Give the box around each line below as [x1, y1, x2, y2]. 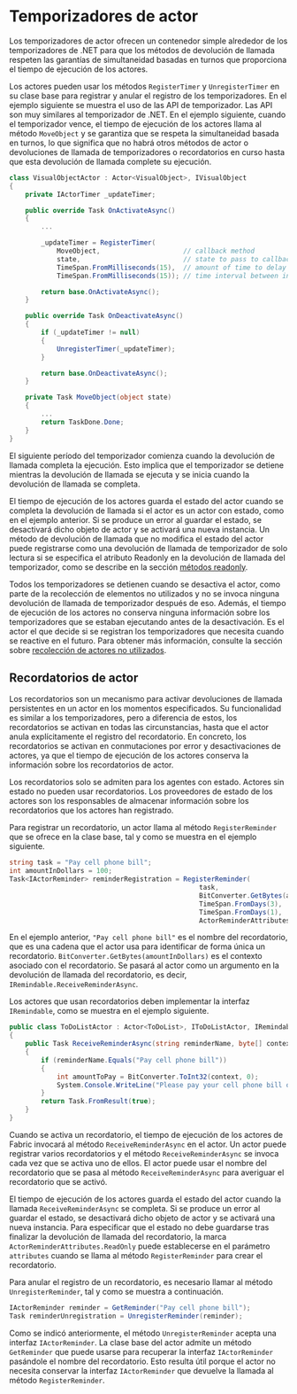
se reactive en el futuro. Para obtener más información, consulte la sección [9, 635, 283, 646]
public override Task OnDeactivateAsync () [25, 312, 184, 321]
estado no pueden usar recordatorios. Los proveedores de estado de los [9, 786, 273, 797]
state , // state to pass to [56, 254, 259, 263]
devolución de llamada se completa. [9, 479, 141, 489]
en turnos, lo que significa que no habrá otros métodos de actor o [9, 137, 249, 148]
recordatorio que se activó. [9, 1176, 108, 1187]
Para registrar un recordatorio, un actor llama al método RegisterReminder [9, 822, 277, 833]
